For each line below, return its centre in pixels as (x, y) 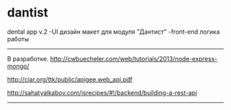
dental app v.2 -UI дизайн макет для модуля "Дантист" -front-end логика (113, 32)
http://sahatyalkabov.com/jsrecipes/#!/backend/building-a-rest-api (102, 92)
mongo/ (18, 66)
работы (18, 38)
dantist (28, 13)
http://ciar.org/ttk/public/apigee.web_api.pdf (70, 79)
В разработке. (28, 58)
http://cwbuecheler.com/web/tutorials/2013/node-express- (134, 58)
